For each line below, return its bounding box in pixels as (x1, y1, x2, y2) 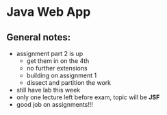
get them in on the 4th (26, 57, 90, 65)
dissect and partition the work (26, 79, 111, 86)
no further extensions (26, 64, 88, 72)
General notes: (6, 31, 71, 43)
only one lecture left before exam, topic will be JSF (16, 93, 160, 101)
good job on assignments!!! (16, 101, 94, 108)
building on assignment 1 (26, 71, 97, 79)
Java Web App (6, 4, 91, 20)
